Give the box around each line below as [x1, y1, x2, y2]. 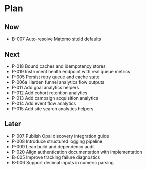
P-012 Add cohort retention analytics [11, 90, 88, 96]
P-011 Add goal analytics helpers [11, 84, 79, 90]
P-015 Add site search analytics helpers [11, 105, 94, 112]
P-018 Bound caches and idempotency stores [11, 63, 106, 69]
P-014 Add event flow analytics [11, 100, 76, 106]
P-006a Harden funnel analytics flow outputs [11, 79, 105, 85]
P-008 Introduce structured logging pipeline [11, 138, 103, 144]
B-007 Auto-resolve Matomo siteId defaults [11, 36, 101, 42]
